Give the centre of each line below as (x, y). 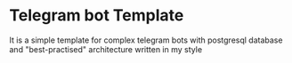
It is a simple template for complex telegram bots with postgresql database (146, 40)
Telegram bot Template (97, 16)
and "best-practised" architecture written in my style (106, 49)
